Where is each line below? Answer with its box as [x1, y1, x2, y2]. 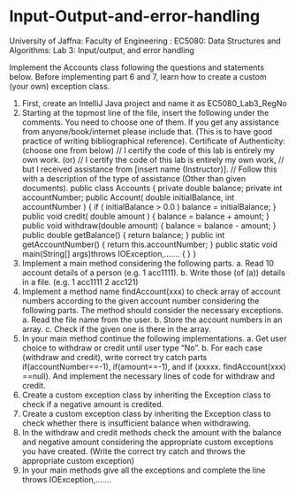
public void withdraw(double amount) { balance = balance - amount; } [21, 220, 277, 231]
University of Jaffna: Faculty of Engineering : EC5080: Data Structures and [9, 35, 281, 46]
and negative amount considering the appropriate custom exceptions [21, 436, 274, 447]
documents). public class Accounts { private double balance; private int [21, 182, 283, 193]
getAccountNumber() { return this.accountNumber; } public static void [21, 239, 278, 250]
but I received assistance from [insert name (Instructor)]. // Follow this [21, 164, 277, 174]
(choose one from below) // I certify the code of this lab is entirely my [21, 144, 276, 156]
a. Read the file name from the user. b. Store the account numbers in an [21, 314, 283, 325]
